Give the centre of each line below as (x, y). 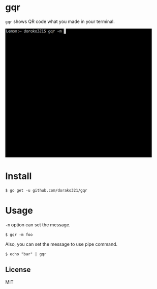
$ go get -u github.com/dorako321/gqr (46, 190)
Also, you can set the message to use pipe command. (61, 244)
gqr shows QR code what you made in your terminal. (60, 21)
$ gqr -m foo (19, 234)
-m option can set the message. (38, 225)
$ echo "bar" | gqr (26, 254)
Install (19, 176)
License (18, 270)
